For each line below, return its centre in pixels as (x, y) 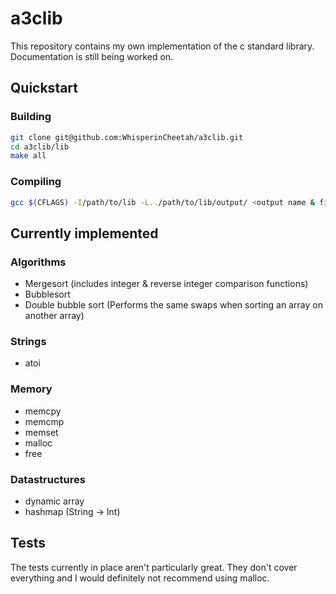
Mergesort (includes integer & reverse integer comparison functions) (166, 284)
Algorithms (38, 262)
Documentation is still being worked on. (92, 56)
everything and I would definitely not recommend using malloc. (140, 578)
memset (41, 432)
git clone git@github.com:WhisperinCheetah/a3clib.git (127, 137)
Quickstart (44, 88)
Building (31, 117)
